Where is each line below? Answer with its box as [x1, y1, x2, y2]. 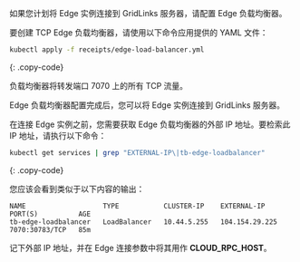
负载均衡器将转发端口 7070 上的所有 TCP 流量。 [9, 80, 189, 91]
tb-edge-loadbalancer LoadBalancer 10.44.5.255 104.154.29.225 [9, 217, 278, 227]
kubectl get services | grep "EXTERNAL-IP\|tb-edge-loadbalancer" [9, 148, 266, 157]
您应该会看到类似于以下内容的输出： [9, 183, 145, 194]
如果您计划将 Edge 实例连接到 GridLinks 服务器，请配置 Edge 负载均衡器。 [9, 8, 287, 18]
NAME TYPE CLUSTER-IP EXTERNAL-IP [9, 201, 266, 210]
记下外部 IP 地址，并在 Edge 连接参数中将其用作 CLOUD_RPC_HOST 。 [9, 242, 272, 253]
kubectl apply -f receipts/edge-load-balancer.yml [9, 45, 205, 54]
